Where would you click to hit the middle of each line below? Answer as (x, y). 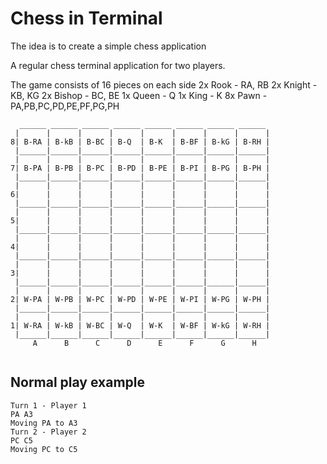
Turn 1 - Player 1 (48, 405)
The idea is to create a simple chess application (108, 46)
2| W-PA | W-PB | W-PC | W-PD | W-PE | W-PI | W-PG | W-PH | (140, 299)
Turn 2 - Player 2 (48, 432)
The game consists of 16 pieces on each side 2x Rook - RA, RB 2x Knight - (164, 84)
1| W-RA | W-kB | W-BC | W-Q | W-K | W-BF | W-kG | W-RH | (140, 325)
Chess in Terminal (86, 18)
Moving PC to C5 (44, 449)
